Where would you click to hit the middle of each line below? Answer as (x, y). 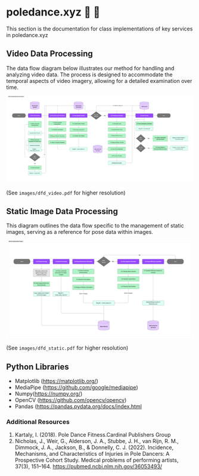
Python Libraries (38, 367)
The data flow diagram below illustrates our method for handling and (90, 68)
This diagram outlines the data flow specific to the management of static (95, 225)
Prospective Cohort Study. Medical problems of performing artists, (97, 460)
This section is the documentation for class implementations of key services (99, 29)
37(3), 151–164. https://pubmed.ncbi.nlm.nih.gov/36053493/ (88, 466)
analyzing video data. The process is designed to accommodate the (89, 75)
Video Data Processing (50, 54)
